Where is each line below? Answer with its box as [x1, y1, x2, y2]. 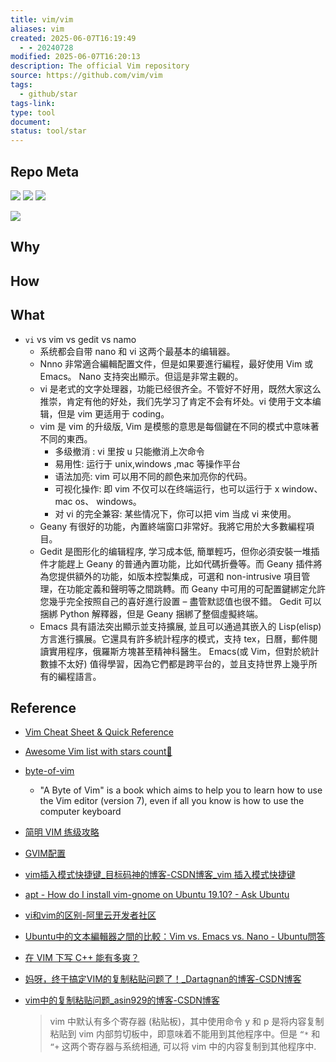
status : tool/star [10, 126, 87, 136]
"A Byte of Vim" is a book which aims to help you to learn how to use [39, 784, 323, 796]
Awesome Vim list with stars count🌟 [24, 746, 173, 758]
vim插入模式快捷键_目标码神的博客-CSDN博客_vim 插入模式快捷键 [24, 869, 296, 881]
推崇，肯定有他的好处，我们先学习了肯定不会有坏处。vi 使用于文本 [39, 395, 313, 407]
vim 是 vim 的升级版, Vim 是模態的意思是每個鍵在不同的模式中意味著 [39, 420, 320, 432]
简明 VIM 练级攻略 [24, 826, 100, 838]
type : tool [10, 107, 56, 118]
